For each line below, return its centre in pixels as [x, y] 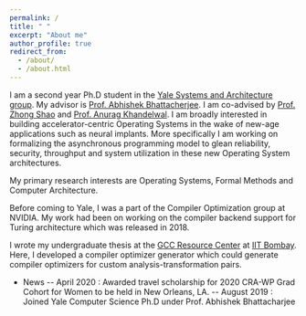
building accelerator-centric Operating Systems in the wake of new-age [145, 123]
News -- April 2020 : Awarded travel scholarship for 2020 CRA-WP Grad [158, 282]
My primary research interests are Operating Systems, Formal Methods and [152, 180]
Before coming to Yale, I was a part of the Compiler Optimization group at [148, 207]
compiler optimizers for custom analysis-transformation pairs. [126, 264]
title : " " [30, 26]
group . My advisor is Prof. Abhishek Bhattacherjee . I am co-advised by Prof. [153, 104]
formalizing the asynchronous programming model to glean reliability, [140, 143]
